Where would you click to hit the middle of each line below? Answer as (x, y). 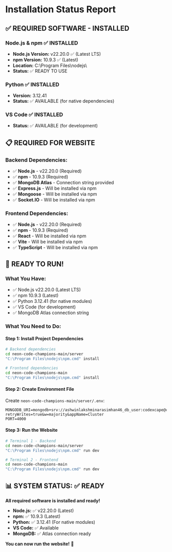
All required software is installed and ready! (53, 500)
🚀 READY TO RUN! (35, 264)
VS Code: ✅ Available (36, 527)
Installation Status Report (61, 9)
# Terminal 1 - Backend (31, 441)
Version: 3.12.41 (30, 96)
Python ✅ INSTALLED (33, 84)
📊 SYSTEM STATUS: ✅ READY (55, 486)
